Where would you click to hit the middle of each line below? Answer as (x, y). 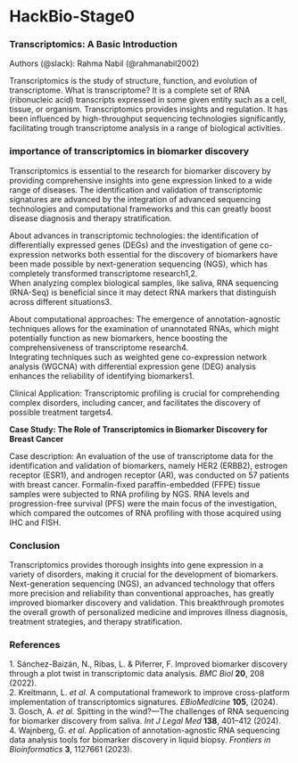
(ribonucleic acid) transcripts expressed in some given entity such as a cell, (148, 100)
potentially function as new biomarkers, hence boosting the (118, 338)
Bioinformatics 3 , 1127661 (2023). (70, 750)
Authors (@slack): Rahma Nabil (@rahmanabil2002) (104, 63)
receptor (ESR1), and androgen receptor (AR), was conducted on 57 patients (149, 475)
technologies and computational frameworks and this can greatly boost (141, 209)
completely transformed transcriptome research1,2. (103, 273)
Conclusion (35, 546)
